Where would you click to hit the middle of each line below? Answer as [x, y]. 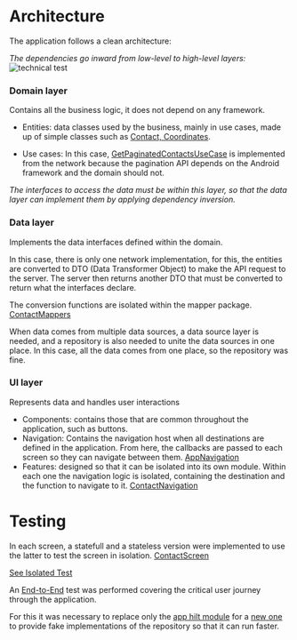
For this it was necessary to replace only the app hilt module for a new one [146, 616]
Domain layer [39, 91]
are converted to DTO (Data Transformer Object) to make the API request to [148, 268]
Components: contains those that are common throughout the [135, 419]
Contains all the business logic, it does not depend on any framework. [137, 110]
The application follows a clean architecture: [90, 41]
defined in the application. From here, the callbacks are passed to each [152, 447]
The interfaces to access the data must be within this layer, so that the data [148, 190]
